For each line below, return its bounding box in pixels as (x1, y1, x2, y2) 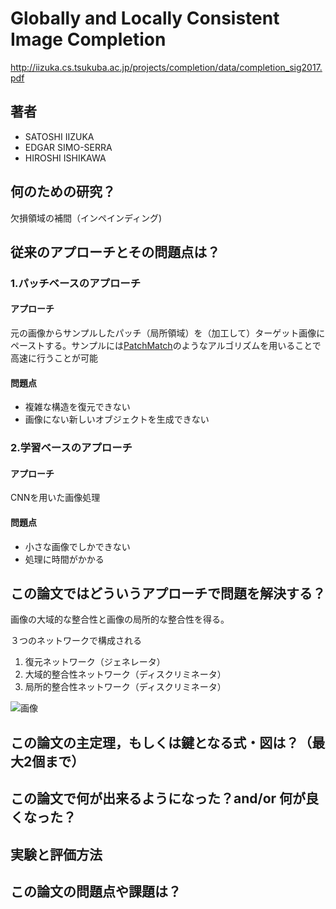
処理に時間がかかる (24, 553, 105, 565)
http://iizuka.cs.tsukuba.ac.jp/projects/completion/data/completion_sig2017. (10, 61, 323, 73)
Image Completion (10, 28, 167, 51)
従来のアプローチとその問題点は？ (10, 243, 221, 261)
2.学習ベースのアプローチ (10, 441, 133, 455)
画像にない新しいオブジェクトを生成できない (24, 413, 210, 426)
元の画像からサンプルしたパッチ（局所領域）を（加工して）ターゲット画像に (10, 327, 326, 339)
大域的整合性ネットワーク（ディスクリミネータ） (24, 668, 227, 681)
